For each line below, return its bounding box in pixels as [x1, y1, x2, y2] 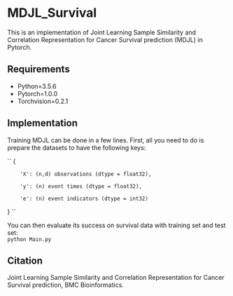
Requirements [7, 63, 70, 75]
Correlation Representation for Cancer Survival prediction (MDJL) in [7, 35, 203, 43]
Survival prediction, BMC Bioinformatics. [7, 281, 125, 289]
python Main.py [7, 236, 52, 243]
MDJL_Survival [7, 5, 97, 21]
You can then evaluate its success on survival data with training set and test [7, 221, 226, 229]
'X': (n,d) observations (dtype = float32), [20, 170, 152, 177]
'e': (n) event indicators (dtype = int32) [20, 195, 149, 202]
